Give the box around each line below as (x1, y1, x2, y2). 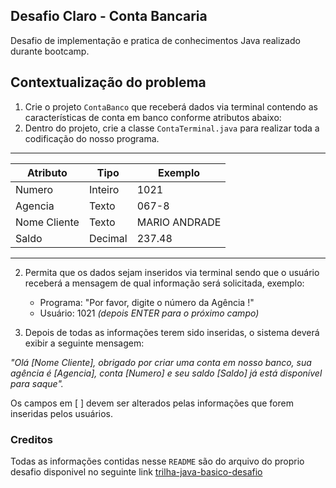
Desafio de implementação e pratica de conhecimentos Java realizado (10, 34, 301, 46)
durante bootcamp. (10, 45, 90, 57)
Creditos (10, 432, 53, 446)
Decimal (88, 231, 128, 245)
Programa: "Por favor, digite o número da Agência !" (39, 296, 255, 308)
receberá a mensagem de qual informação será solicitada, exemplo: (24, 277, 305, 289)
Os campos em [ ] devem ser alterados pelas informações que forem (10, 397, 294, 409)
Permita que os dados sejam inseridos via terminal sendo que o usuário (24, 266, 320, 278)
